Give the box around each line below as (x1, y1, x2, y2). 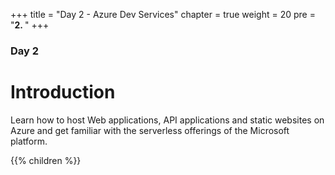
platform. (10, 135, 48, 147)
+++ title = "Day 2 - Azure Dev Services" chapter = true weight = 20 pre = (10, 9, 316, 20)
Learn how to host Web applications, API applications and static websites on (10, 114, 325, 126)
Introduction (10, 81, 116, 104)
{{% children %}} (10, 154, 82, 166)
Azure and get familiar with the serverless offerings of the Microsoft (10, 124, 290, 136)
